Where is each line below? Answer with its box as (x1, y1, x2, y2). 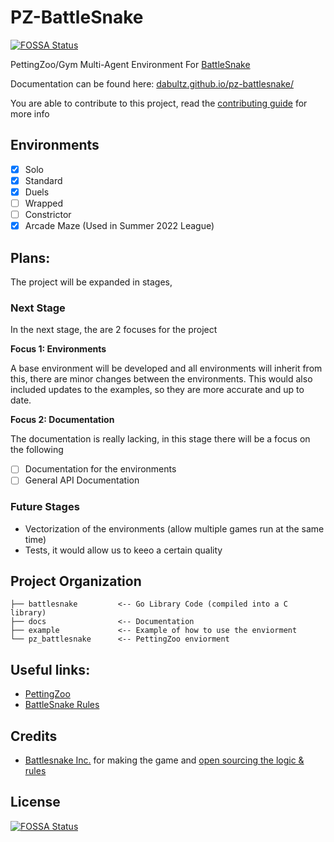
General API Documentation (24, 474, 140, 486)
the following (10, 444, 64, 456)
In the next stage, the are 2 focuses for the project (10, 324, 218, 336)
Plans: (10, 249, 51, 266)
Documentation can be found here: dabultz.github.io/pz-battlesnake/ (10, 77, 294, 90)
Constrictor (24, 209, 72, 220)
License (10, 794, 61, 811)
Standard (24, 174, 63, 186)
